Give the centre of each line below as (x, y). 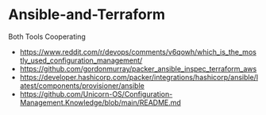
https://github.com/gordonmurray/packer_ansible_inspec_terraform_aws (138, 68)
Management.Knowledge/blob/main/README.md (100, 102)
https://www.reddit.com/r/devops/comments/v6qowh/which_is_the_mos (138, 52)
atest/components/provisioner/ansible (82, 86)
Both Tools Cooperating (47, 36)
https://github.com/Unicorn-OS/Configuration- (96, 94)
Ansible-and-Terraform (87, 15)
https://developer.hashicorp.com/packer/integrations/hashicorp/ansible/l (139, 77)
